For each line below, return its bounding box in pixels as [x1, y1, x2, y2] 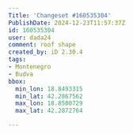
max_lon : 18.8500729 [15, 99, 83, 107]
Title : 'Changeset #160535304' [8, 11, 112, 20]
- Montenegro [8, 63, 51, 71]
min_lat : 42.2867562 [15, 92, 83, 100]
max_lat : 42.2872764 [15, 107, 83, 115]
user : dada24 [8, 33, 51, 42]
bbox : [8, 77, 26, 85]
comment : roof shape [8, 41, 77, 49]
